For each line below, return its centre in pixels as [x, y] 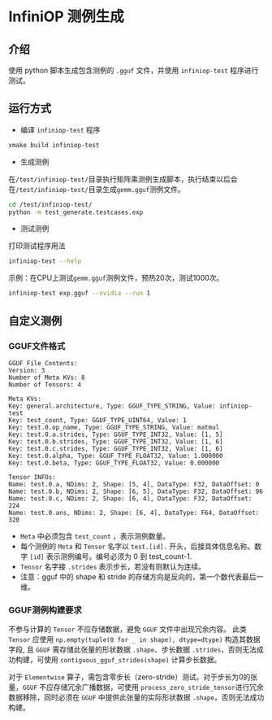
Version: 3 [27, 370]
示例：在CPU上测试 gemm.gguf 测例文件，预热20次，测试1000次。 [116, 278]
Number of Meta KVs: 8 [47, 377]
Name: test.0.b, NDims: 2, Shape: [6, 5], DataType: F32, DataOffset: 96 [136, 491]
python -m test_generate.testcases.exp [76, 212]
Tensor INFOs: [32, 477]
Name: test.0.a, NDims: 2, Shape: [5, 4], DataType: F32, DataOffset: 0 [134, 484]
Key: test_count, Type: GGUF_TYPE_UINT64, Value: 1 [97, 420]
